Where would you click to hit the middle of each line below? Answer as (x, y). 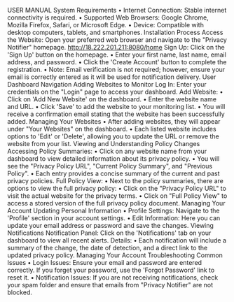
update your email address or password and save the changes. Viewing (110, 225)
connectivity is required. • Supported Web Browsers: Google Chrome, (108, 17)
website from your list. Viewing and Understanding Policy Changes (104, 144)
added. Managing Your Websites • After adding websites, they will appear (114, 121)
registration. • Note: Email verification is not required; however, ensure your (116, 70)
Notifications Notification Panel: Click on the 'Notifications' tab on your (109, 233)
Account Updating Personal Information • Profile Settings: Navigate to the (113, 210)
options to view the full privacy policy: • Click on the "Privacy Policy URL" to (117, 188)
